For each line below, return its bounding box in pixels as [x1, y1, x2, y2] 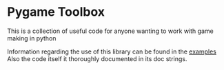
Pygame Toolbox [7, 4, 105, 20]
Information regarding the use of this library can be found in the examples [7, 47, 217, 56]
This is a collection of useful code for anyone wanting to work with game [7, 27, 214, 35]
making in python [7, 34, 57, 42]
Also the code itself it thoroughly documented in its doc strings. [7, 54, 187, 62]
